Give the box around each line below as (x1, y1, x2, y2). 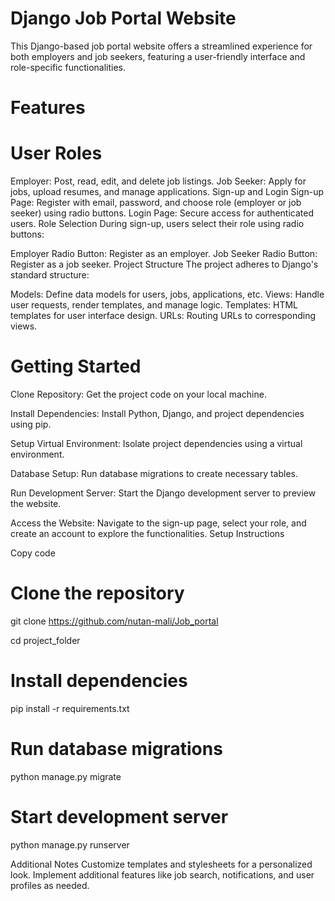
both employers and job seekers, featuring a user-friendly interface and (10, 50, 306, 62)
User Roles (10, 142, 103, 165)
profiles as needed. (10, 879, 90, 891)
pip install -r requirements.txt (10, 702, 130, 714)
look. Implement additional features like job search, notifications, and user (10, 868, 315, 881)
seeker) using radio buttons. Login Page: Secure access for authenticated (10, 207, 315, 219)
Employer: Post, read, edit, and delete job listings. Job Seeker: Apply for (10, 175, 307, 187)
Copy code (10, 547, 56, 559)
